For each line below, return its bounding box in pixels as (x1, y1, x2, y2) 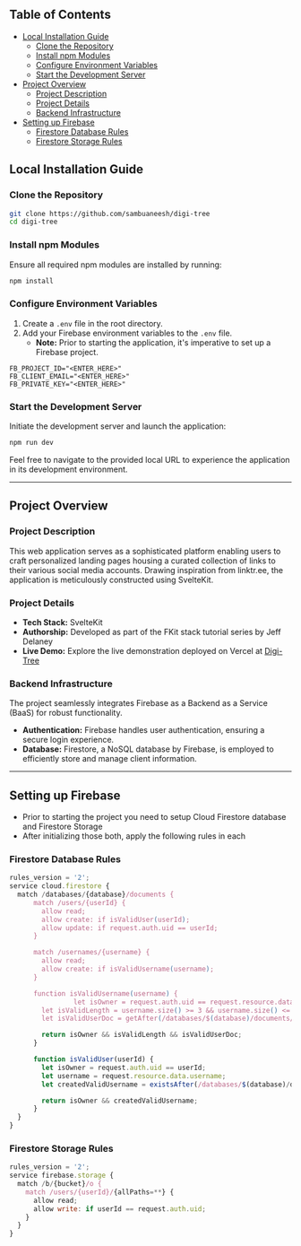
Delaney (21, 636, 54, 647)
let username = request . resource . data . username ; (41, 1071, 227, 1080)
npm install (9, 276, 54, 285)
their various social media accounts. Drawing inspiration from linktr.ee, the (9, 564, 284, 575)
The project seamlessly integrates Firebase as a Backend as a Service (9, 698, 269, 709)
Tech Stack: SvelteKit (21, 616, 103, 627)
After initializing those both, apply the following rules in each (21, 830, 246, 841)
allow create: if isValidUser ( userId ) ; (41, 915, 191, 924)
